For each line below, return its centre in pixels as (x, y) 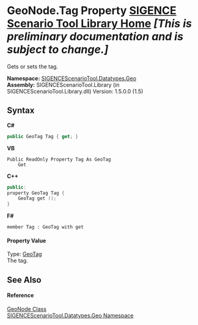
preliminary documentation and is (95, 37)
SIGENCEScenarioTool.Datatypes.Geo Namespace (70, 315)
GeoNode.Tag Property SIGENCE (92, 11)
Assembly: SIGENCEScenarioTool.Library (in (63, 85)
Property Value (27, 240)
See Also (24, 279)
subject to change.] (58, 50)
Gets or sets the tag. (33, 66)
